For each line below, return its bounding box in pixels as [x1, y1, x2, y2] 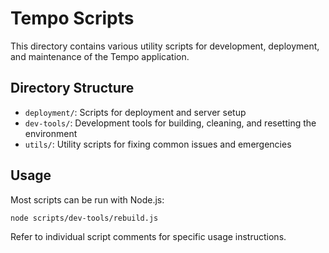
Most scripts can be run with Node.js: [10, 193, 165, 206]
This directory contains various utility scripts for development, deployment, [10, 40, 320, 52]
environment [24, 127, 78, 139]
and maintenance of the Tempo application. [10, 50, 190, 62]
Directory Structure [10, 80, 135, 97]
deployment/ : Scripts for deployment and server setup [24, 106, 247, 118]
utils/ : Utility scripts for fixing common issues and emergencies [24, 138, 292, 150]
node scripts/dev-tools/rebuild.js [10, 213, 159, 223]
